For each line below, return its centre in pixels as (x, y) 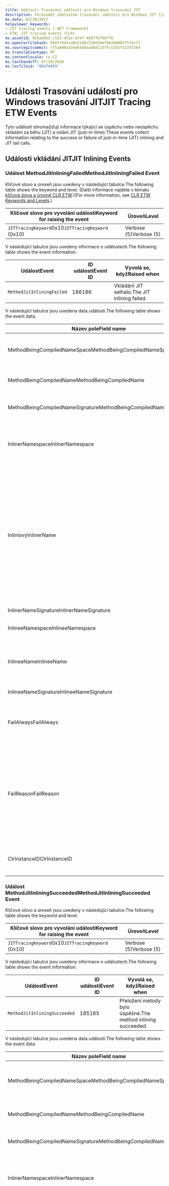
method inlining (138, 1020)
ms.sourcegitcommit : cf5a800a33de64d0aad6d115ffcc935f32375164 (73, 48)
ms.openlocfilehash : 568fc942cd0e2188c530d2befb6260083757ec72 (73, 43)
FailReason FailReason (33, 794)
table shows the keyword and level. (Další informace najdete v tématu (77, 190)
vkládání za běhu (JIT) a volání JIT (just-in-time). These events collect (77, 133)
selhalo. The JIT (132, 292)
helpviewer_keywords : (28, 24)
